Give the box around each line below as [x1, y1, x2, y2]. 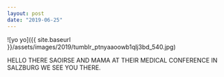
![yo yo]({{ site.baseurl [7, 35, 71, 43]
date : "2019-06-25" [7, 16, 63, 23]
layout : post [7, 10, 45, 17]
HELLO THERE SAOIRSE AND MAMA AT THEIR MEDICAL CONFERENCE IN [7, 56, 218, 64]
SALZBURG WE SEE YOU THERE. [7, 63, 101, 71]
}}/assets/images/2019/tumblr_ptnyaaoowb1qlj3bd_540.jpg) [7, 43, 177, 51]
